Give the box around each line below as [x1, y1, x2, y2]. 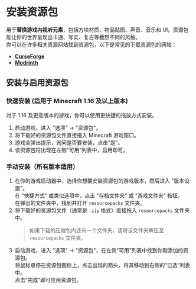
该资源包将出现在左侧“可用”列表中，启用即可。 [14, 146, 129, 153]
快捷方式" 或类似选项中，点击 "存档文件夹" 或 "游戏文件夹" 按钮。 [24, 192, 183, 199]
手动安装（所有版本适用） [6, 162, 79, 171]
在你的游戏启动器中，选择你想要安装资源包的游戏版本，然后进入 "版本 [14, 177, 185, 184]
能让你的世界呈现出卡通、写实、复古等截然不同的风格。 [6, 33, 141, 40]
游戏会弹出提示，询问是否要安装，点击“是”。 [14, 139, 123, 146]
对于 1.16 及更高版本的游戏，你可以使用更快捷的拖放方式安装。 [6, 111, 158, 118]
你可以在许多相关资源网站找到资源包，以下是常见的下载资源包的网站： [6, 41, 177, 48]
